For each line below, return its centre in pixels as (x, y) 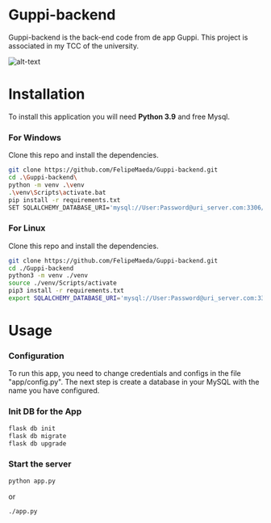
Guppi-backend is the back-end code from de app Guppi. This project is (128, 37)
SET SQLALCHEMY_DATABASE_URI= (59, 208)
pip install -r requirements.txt (65, 200)
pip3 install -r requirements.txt (67, 291)
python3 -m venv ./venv (48, 276)
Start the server (40, 464)
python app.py (32, 481)
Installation (47, 94)
